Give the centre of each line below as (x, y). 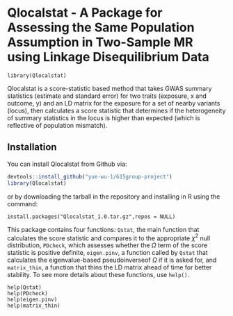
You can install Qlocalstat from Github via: (67, 164)
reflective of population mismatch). (57, 125)
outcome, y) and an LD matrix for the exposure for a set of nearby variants (114, 103)
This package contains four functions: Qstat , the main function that (103, 229)
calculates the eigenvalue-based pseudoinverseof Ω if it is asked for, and (112, 260)
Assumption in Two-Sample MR (100, 42)
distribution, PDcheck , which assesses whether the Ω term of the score (107, 245)
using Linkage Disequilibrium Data (109, 57)
